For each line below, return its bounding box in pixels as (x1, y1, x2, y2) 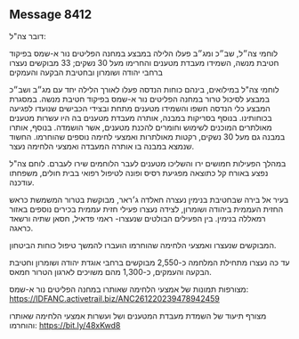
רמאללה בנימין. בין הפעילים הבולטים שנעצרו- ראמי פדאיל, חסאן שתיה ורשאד (9, 213, 266, 223)
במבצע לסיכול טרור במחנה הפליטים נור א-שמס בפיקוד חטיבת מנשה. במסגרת (9, 93, 270, 104)
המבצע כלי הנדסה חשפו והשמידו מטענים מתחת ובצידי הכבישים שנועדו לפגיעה (9, 102, 271, 114)
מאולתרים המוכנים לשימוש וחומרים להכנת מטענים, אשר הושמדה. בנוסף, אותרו (9, 122, 273, 133)
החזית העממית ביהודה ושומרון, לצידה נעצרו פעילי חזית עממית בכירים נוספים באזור (9, 204, 284, 214)
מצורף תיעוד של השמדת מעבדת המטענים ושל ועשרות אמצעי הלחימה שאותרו (9, 311, 267, 321)
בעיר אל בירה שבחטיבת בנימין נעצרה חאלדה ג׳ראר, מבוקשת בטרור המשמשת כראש (9, 194, 289, 205)
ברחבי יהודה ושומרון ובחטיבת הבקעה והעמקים (9, 67, 163, 77)
